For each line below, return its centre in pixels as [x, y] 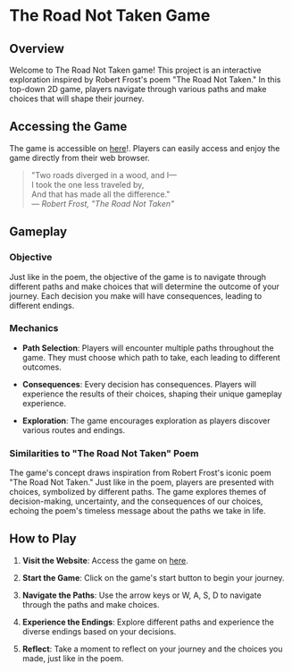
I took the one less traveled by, [88, 184]
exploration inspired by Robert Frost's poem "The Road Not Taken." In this [145, 80]
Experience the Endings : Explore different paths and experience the [148, 622]
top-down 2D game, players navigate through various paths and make [138, 89]
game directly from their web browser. [79, 157]
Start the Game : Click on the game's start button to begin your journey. [153, 577]
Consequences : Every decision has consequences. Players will [139, 384]
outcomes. [42, 367]
